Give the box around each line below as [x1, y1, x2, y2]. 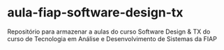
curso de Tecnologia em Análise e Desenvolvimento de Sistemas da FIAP [7, 34, 218, 42]
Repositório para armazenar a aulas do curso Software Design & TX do [7, 27, 211, 36]
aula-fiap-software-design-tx [7, 5, 184, 21]
